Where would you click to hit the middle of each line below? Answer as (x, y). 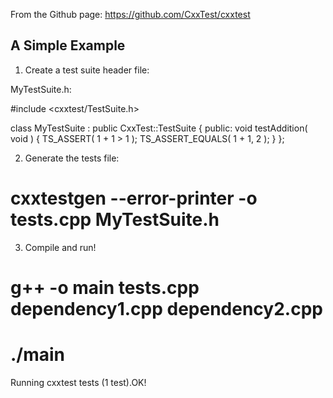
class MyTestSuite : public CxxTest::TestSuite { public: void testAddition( (159, 128)
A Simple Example (68, 45)
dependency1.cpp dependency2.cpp (166, 308)
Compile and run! (60, 247)
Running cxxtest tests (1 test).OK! (78, 382)
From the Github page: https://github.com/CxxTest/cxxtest (130, 14)
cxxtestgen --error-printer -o (134, 198)
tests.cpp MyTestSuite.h (115, 220)
